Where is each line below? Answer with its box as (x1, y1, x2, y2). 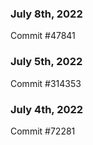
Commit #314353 (10, 77, 82, 89)
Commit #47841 (10, 30, 76, 42)
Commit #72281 (10, 125, 76, 137)
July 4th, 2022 (10, 102, 84, 116)
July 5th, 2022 (10, 55, 83, 69)
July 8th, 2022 (10, 7, 83, 21)
